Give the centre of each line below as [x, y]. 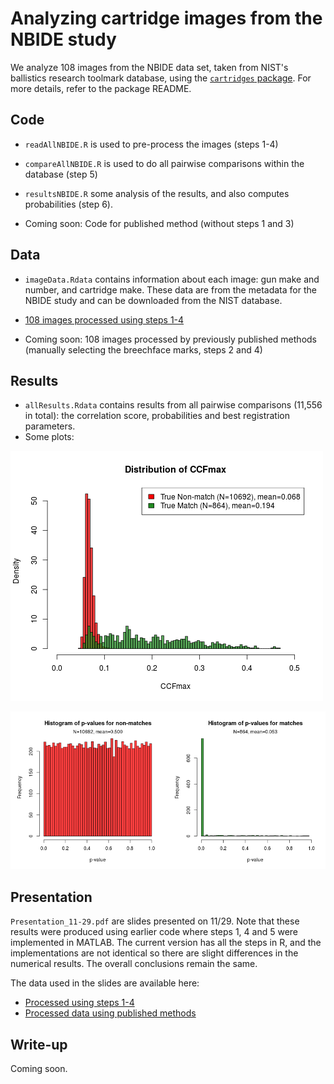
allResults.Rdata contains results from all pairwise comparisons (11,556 [173, 405]
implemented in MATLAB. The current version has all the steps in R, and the [166, 943]
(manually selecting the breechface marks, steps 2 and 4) [143, 349]
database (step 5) [61, 174]
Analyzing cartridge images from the [166, 18]
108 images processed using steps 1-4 [104, 319]
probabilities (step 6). [69, 204]
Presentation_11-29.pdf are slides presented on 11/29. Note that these [155, 921]
